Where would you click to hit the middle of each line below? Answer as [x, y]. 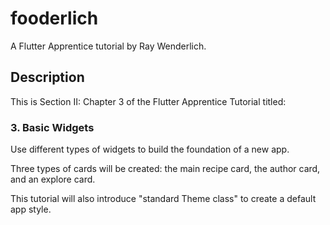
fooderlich [54, 18]
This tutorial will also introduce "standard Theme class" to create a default [163, 199]
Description [47, 77]
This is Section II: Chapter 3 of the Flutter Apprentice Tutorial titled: [148, 101]
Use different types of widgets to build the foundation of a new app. [150, 149]
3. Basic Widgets [52, 127]
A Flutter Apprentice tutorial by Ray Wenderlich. [108, 46]
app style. [31, 209]
